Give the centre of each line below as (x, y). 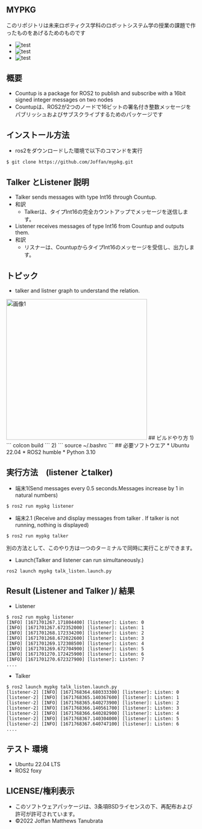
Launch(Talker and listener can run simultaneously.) (79, 560)
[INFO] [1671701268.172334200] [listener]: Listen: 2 (75, 633)
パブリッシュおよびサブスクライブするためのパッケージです (89, 114)
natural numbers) (36, 495)
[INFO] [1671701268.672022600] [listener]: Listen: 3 (75, 638)
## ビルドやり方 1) (171, 438)
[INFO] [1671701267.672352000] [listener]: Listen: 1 (75, 627)
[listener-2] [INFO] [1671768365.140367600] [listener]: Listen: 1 (93, 697)
